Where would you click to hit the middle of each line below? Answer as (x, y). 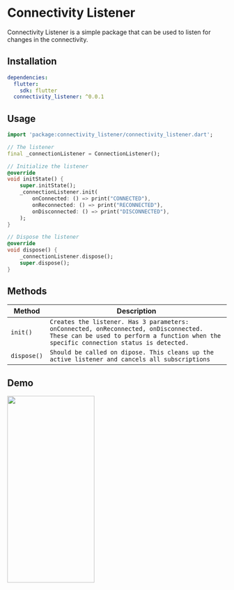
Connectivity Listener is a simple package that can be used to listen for (109, 32)
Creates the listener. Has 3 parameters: (119, 321)
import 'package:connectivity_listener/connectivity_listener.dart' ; (110, 135)
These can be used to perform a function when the (135, 335)
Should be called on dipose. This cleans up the (132, 352)
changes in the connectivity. (48, 39)
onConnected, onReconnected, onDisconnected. (126, 328)
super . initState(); (48, 186)
